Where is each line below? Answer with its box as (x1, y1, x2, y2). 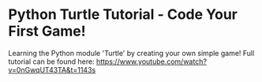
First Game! (8, 22, 86, 40)
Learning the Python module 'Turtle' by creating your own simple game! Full (8, 48, 255, 58)
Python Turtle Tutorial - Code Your (8, 6, 238, 24)
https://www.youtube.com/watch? (95, 57, 208, 66)
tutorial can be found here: (8, 57, 95, 66)
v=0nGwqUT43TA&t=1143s (8, 65, 96, 74)
